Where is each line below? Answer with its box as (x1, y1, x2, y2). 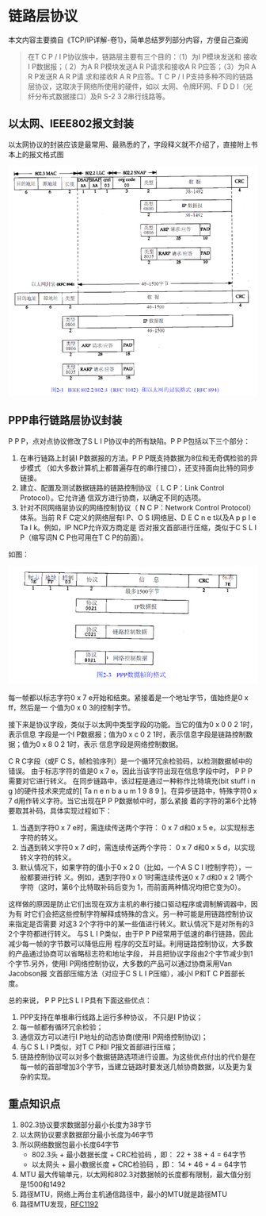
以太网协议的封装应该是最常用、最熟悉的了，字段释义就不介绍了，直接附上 (8, 140, 251, 149)
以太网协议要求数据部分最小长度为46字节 (19, 1129, 154, 1139)
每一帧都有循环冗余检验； (19, 1022, 104, 1032)
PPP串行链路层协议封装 (8, 414, 123, 427)
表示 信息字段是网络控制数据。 (82, 739, 183, 748)
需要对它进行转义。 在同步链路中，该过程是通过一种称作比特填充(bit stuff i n (8, 775, 256, 786)
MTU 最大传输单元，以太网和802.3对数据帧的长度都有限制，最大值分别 (19, 1169, 252, 1179)
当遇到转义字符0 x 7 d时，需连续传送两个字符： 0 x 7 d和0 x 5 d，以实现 (19, 842, 256, 852)
